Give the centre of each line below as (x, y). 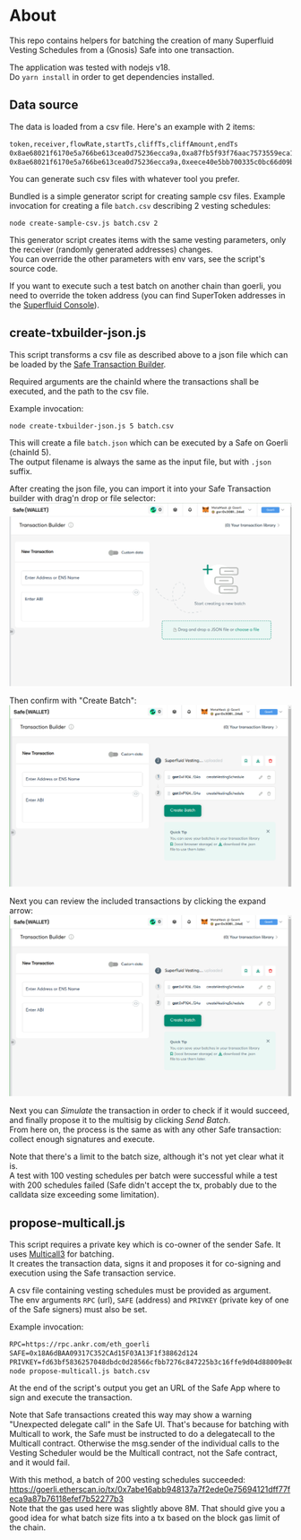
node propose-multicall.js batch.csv (80, 1371)
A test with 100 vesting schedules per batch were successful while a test (143, 1176)
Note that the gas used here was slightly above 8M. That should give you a (147, 1509)
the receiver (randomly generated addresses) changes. (111, 249)
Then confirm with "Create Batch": (73, 700)
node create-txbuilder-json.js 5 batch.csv (92, 426)
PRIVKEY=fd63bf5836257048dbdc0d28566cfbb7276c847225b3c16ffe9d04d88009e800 (154, 1363)
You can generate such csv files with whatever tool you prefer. (125, 178)
